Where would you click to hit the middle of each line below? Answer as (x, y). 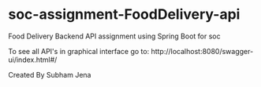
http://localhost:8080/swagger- (202, 51)
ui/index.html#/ (33, 60)
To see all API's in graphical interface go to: (79, 51)
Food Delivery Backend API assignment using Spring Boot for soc (114, 36)
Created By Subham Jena (50, 74)
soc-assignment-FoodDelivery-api (124, 14)
